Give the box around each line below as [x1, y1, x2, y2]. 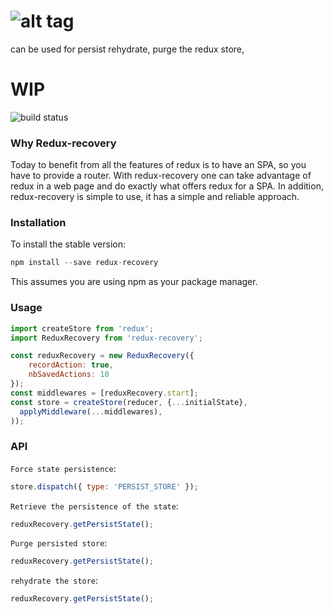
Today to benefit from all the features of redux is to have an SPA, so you [10, 159, 307, 171]
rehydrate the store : [10, 575, 99, 587]
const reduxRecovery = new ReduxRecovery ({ [10, 351, 195, 361]
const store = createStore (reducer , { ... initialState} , [10, 397, 248, 407]
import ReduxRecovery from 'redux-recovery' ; [10, 333, 203, 343]
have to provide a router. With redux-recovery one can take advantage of [10, 170, 312, 182]
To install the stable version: [10, 238, 126, 250]
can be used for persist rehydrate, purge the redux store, [10, 43, 245, 55]
